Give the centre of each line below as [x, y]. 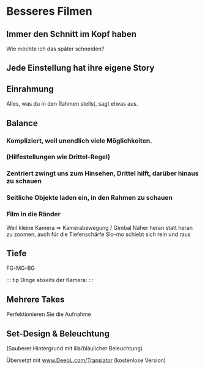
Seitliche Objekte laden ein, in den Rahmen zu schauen [90, 198]
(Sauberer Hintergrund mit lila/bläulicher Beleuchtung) [75, 348]
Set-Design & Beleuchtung [58, 333]
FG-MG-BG [21, 268]
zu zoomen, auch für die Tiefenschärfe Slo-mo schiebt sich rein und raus [99, 234]
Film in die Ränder [34, 215]
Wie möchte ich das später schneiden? [55, 49]
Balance [22, 123]
